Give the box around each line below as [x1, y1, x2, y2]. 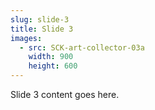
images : [10, 33, 43, 43]
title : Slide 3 [10, 24, 74, 34]
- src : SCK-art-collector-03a [19, 42, 145, 53]
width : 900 [28, 52, 74, 62]
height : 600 [28, 61, 78, 71]
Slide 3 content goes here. [10, 89, 120, 100]
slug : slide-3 [10, 14, 70, 25]
